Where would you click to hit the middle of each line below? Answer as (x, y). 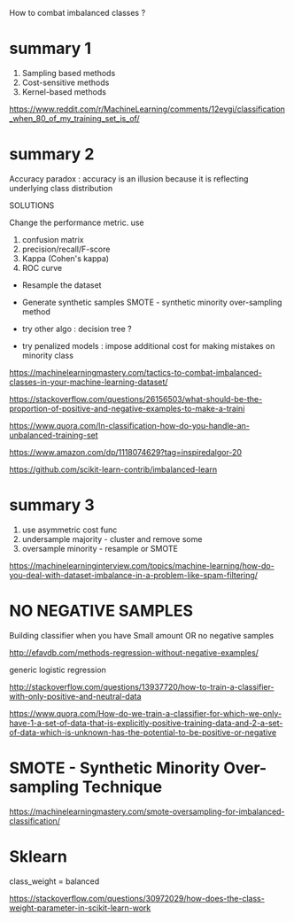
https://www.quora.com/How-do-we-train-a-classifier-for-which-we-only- (145, 713)
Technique (122, 786)
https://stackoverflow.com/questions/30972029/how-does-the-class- (137, 898)
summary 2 (52, 155)
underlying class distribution (61, 188)
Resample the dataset (62, 285)
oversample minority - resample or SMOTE (100, 548)
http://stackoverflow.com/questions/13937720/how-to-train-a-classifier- (142, 686)
